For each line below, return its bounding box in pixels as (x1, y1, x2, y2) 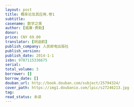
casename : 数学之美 (5, 21, 43, 26)
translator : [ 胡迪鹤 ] (5, 39, 47, 44)
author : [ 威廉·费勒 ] (5, 26, 45, 31)
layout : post (5, 7, 32, 12)
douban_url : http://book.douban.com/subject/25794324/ (5, 80, 121, 85)
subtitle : (5, 16, 26, 21)
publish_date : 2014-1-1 (5, 53, 54, 58)
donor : (5, 30, 19, 35)
